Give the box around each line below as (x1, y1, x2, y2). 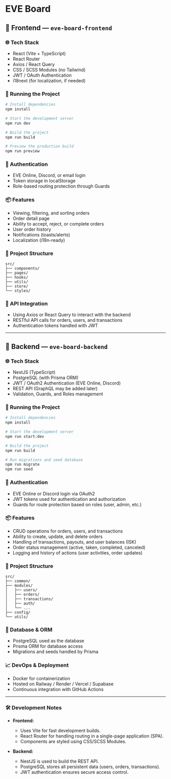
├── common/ (5, 578, 31, 584)
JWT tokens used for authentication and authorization (12, 496, 126, 502)
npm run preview (5, 149, 40, 154)
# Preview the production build (5, 144, 74, 149)
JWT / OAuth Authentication (12, 72, 72, 78)
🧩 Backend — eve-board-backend (5, 342, 108, 351)
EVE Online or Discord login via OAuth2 (12, 491, 95, 497)
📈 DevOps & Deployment (5, 662, 69, 669)
